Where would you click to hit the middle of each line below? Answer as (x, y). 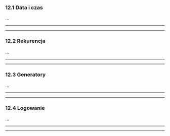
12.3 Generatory (26, 75)
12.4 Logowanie (25, 108)
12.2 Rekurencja (25, 41)
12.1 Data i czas (24, 8)
